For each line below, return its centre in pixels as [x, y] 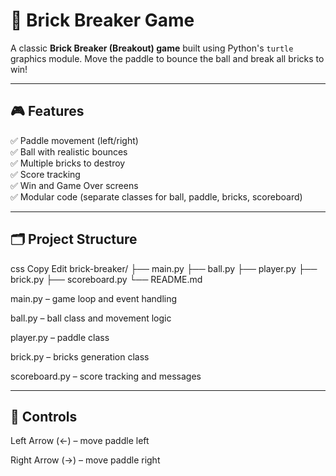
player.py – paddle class [60, 337]
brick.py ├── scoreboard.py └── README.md [106, 279]
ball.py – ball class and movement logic [91, 318]
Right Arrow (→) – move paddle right [85, 460]
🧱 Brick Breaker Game [102, 20]
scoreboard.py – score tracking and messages [106, 376]
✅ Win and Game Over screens [74, 185]
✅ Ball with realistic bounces [69, 151]
